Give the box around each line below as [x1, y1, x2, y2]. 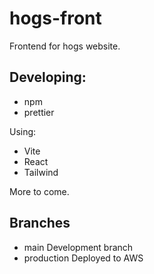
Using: [9, 125, 37, 137]
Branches [9, 215, 71, 232]
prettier [23, 106, 55, 118]
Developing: [9, 69, 87, 86]
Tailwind [23, 166, 59, 178]
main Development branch [23, 241, 134, 253]
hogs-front [9, 7, 102, 30]
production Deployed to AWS [23, 252, 144, 264]
